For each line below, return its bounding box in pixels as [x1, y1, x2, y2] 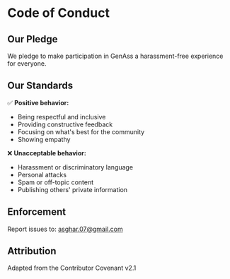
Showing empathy [17, 135, 71, 143]
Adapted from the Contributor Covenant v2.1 [7, 263, 137, 273]
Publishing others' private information [17, 185, 128, 194]
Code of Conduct [7, 5, 110, 21]
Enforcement [7, 206, 66, 218]
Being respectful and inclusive [17, 112, 106, 121]
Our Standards [7, 80, 74, 92]
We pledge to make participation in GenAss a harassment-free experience [7, 52, 224, 60]
